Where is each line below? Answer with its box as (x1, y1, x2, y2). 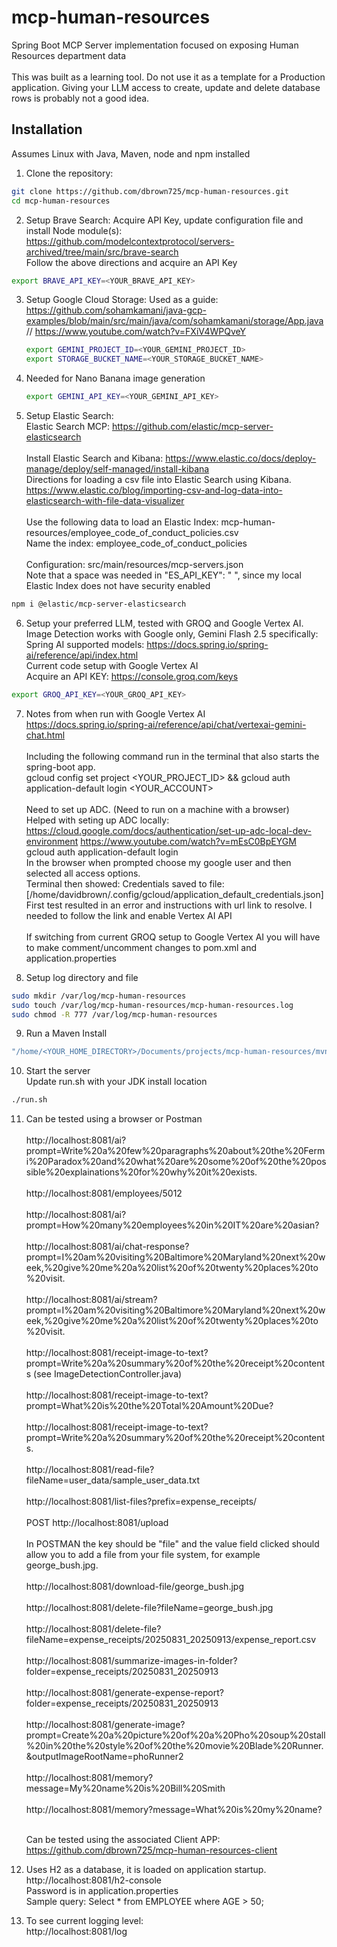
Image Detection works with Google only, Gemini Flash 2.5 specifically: (25, 627, 319, 640)
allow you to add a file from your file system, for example (25, 1549, 261, 1561)
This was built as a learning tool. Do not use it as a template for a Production (11, 71, 326, 83)
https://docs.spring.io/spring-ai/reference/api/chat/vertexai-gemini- (25, 718, 307, 730)
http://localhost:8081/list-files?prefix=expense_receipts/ (25, 1496, 258, 1508)
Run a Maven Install (25, 1027, 108, 1040)
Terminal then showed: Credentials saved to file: (25, 877, 225, 890)
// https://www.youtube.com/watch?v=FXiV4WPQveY (25, 326, 247, 338)
